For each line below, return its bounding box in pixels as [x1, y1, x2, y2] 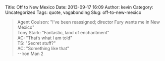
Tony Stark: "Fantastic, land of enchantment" [17, 30, 110, 35]
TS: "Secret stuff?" [17, 40, 56, 46]
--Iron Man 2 [17, 51, 44, 57]
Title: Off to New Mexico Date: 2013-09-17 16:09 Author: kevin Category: [5, 4, 154, 10]
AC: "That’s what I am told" [17, 35, 73, 41]
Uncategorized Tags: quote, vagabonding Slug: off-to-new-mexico [5, 9, 142, 15]
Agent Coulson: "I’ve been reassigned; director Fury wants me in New [17, 19, 160, 25]
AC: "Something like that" [17, 46, 69, 51]
